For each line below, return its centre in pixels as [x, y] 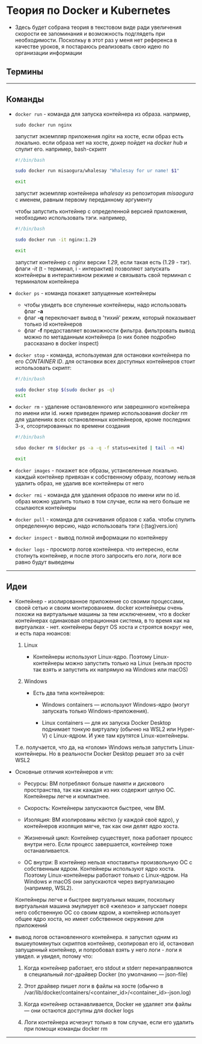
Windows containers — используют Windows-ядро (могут [116, 704]
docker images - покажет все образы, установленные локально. [96, 471]
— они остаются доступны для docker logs [79, 1010]
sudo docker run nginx [43, 125]
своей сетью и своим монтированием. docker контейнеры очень [99, 608]
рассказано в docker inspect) [61, 343]
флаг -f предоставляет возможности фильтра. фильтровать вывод [109, 330]
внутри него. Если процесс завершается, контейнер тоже [98, 844]
